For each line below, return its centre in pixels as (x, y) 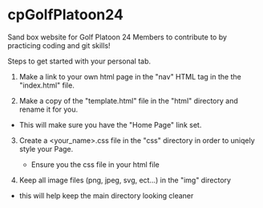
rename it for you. (49, 109)
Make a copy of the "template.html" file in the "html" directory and (128, 100)
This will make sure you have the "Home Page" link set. (110, 124)
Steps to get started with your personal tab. (79, 61)
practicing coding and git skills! (59, 45)
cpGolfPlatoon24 (65, 15)
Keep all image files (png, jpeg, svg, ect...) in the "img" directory (125, 180)
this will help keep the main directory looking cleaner (106, 195)
